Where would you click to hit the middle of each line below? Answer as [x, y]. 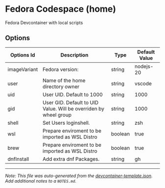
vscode [143, 83]
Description [74, 55]
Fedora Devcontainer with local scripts [44, 23]
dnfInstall [18, 159]
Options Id [23, 55]
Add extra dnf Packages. [71, 159]
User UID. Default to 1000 [73, 94]
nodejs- [144, 66]
